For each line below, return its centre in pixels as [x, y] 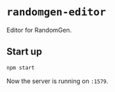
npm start [21, 68]
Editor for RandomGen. [39, 30]
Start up [24, 52]
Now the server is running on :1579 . [57, 81]
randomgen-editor [56, 12]
